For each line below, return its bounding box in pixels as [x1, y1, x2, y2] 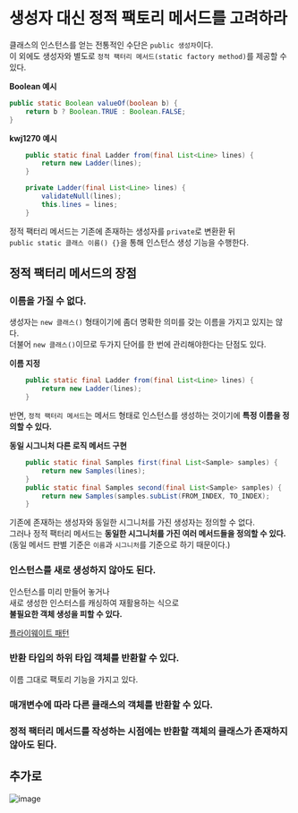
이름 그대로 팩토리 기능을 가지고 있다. [9, 673, 139, 685]
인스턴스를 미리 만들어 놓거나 [9, 586, 110, 596]
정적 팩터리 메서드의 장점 [9, 266, 137, 281]
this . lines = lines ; [41, 200, 118, 209]
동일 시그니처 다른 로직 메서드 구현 [9, 441, 127, 450]
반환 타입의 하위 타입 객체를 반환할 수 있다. [9, 652, 180, 664]
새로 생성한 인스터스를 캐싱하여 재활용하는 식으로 [9, 597, 180, 608]
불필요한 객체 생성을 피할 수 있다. [9, 608, 123, 619]
